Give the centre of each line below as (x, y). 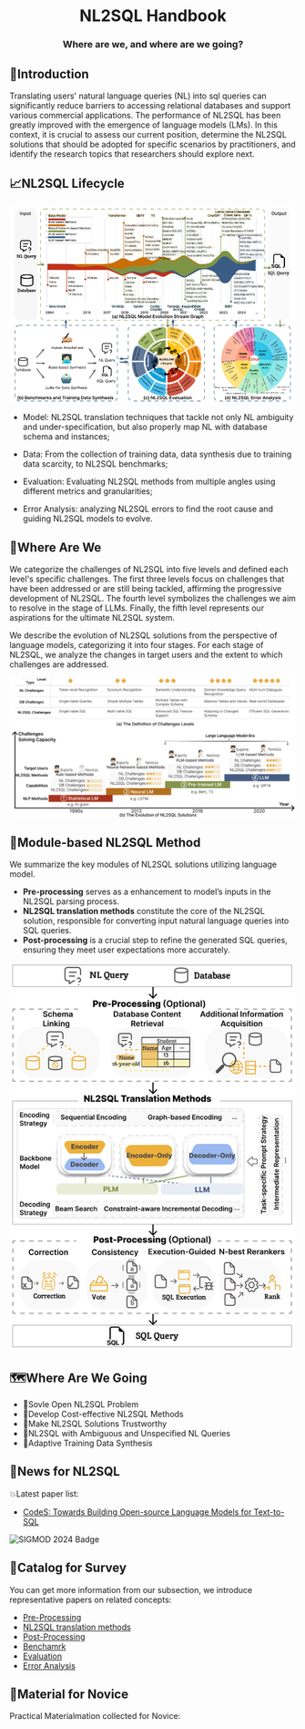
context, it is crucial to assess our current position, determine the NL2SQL (148, 134)
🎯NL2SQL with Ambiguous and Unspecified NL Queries (126, 1434)
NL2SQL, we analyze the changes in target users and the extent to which (147, 655)
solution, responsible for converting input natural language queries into (156, 921)
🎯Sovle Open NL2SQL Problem (81, 1405)
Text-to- (269, 1512)
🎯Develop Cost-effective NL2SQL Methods (103, 1415)
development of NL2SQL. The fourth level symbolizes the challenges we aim (152, 599)
